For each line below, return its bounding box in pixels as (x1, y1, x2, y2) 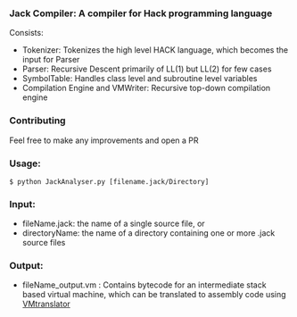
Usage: (9, 157, 42, 170)
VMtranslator (21, 298, 71, 310)
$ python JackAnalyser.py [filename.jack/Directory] (9, 177, 210, 186)
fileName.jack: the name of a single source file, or (21, 218, 205, 229)
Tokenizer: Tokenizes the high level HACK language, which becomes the (21, 45, 288, 55)
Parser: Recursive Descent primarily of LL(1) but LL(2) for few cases (21, 63, 272, 74)
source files (21, 238, 66, 248)
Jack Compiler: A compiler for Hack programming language (9, 7, 273, 20)
